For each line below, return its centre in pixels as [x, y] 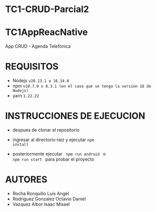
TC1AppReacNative [46, 32]
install [20, 145]
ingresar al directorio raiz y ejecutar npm [53, 140]
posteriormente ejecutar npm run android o [59, 154]
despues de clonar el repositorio [46, 130]
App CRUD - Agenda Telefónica [38, 46]
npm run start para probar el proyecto [53, 159]
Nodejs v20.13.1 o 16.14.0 [41, 81]
